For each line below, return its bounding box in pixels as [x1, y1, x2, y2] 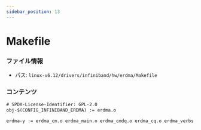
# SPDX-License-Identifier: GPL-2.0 [6, 102, 98, 108]
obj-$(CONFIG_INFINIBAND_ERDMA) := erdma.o [6, 107, 117, 113]
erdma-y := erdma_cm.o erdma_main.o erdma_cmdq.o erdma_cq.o [6, 118, 162, 124]
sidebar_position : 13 [6, 8, 60, 15]
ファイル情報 [6, 57, 44, 65]
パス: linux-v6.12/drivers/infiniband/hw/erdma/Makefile [14, 72, 157, 79]
